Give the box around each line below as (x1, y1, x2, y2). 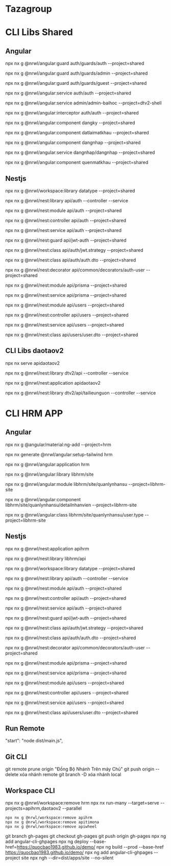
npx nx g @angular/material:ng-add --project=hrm (5, 441, 111, 448)
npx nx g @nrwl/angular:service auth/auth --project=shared (5, 90, 132, 96)
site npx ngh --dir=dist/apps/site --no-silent (21, 855, 114, 861)
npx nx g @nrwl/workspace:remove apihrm (5, 815, 93, 821)
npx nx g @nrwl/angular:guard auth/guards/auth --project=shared (5, 60, 144, 66)
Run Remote (5, 724, 45, 733)
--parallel (62, 805, 82, 811)
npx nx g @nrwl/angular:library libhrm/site (5, 471, 94, 477)
